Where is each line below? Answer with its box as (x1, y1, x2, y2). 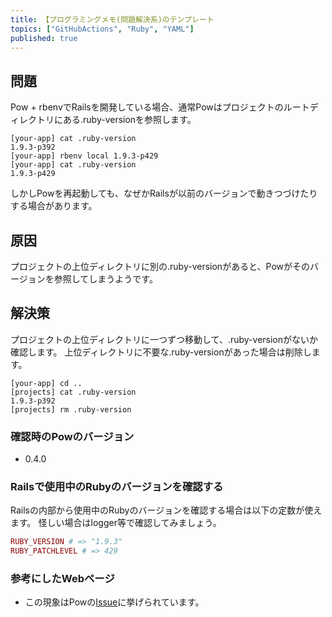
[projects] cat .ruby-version (10, 387, 137, 397)
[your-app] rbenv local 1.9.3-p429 (10, 151, 159, 161)
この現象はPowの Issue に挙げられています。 (24, 596, 205, 608)
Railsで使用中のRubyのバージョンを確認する (10, 480, 224, 494)
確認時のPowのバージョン (10, 429, 135, 443)
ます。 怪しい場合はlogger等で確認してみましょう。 (10, 517, 222, 529)
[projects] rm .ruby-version (10, 404, 132, 415)
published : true (10, 33, 78, 43)
